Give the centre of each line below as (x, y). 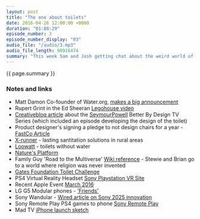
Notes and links (29, 89)
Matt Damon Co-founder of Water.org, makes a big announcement (96, 102)
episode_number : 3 (29, 34)
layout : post (22, 12)
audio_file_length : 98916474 (42, 51)
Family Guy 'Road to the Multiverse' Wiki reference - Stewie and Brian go (104, 159)
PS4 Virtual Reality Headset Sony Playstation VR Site (80, 178)
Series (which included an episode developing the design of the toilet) (101, 121)
